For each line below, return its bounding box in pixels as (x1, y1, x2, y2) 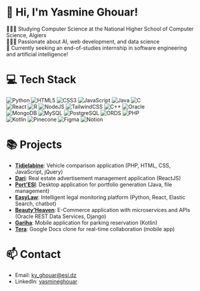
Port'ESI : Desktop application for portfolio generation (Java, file (14, 181, 172, 188)
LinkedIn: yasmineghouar (14, 278, 78, 285)
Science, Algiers (6, 31, 47, 38)
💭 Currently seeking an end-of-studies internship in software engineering (6, 44, 187, 51)
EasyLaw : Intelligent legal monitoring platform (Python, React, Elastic (14, 193, 186, 201)
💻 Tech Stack (6, 73, 77, 86)
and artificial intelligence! (6, 50, 68, 57)
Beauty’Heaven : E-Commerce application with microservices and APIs (14, 206, 190, 213)
